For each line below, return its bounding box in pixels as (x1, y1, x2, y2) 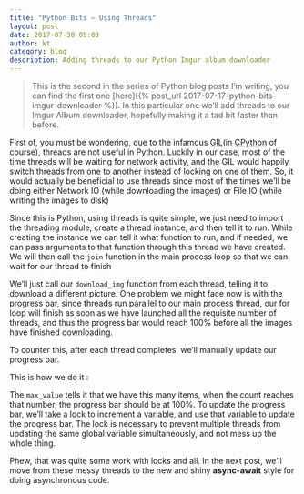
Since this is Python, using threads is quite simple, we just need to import (9, 213, 284, 223)
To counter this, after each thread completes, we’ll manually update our (9, 345, 278, 355)
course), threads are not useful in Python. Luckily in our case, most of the (9, 146, 285, 157)
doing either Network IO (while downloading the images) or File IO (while (9, 186, 282, 196)
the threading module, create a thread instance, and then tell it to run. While (9, 222, 293, 233)
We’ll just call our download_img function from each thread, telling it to (9, 278, 269, 289)
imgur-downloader (31, 100, 102, 110)
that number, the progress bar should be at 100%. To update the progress (9, 399, 286, 409)
